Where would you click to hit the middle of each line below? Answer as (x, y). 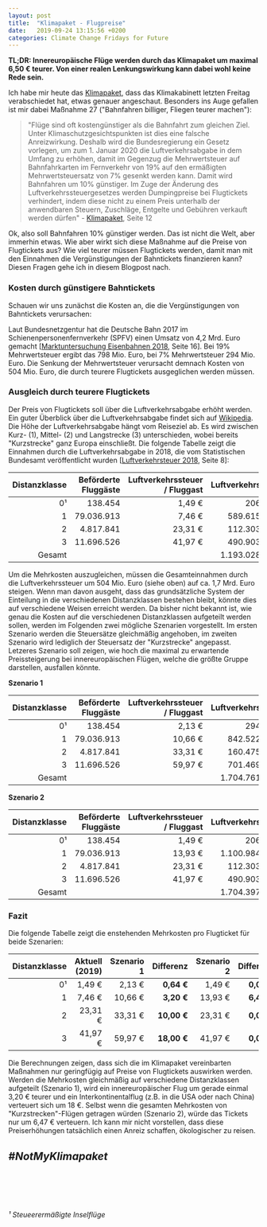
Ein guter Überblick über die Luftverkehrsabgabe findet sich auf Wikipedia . (131, 418)
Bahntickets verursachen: (50, 314)
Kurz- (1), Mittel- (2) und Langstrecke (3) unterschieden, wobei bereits (123, 434)
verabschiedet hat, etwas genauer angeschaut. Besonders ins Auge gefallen (133, 101)
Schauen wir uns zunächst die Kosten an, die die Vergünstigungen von (124, 305)
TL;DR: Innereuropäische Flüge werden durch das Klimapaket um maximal (133, 60)
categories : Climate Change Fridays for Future (89, 38)
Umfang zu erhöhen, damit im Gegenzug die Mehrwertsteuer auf (134, 159)
